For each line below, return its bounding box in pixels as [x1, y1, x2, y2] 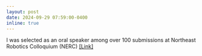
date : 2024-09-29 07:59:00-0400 [6, 14, 88, 20]
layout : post [6, 8, 39, 15]
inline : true [6, 20, 39, 26]
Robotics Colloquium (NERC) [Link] [6, 43, 94, 50]
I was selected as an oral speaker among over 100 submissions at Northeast [6, 37, 197, 44]
